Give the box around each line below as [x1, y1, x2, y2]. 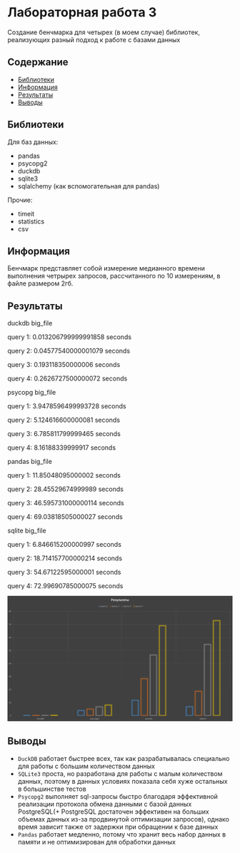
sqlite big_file [7, 526, 46, 535]
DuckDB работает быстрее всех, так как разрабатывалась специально [17, 754, 230, 762]
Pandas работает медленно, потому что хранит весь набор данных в [17, 829, 226, 839]
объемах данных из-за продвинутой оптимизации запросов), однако [17, 814, 230, 823]
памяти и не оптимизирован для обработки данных [17, 837, 176, 846]
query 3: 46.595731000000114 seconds [7, 499, 124, 508]
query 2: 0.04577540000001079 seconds [7, 347, 131, 355]
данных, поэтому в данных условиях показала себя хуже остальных [17, 777, 228, 785]
